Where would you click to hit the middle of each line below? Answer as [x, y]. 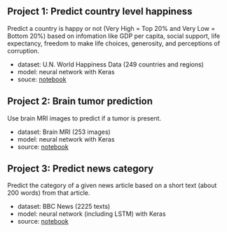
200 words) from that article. [49, 193]
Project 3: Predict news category [81, 169]
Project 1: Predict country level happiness [100, 12]
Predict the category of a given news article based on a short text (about [112, 186]
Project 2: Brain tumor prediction [80, 101]
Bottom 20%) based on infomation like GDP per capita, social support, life [114, 36]
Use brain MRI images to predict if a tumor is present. [84, 118]
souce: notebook [42, 79]
